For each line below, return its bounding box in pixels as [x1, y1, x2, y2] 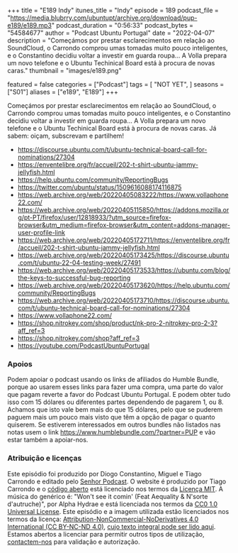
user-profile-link [17, 229, 66, 236]
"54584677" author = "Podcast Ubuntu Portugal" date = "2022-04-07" [7, 28, 215, 37]
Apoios [7, 358, 33, 368]
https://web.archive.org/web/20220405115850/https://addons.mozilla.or [17, 206, 229, 214]
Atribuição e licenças [7, 454, 82, 464]
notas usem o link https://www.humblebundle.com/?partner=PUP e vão [7, 428, 216, 437]
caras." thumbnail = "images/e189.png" [7, 67, 122, 75]
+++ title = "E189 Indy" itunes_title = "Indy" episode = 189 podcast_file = [7, 6, 220, 14]
